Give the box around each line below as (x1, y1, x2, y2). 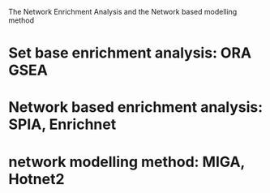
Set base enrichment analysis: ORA (8, 44, 252, 62)
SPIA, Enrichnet (8, 115, 117, 134)
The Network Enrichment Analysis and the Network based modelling (8, 7, 238, 16)
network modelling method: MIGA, (8, 152, 246, 171)
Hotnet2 (8, 169, 65, 188)
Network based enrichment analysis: (8, 98, 264, 117)
